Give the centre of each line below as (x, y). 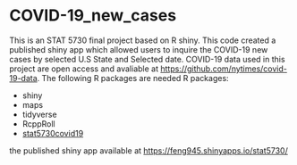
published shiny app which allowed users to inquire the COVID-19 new (139, 49)
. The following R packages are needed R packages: (133, 78)
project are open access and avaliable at (84, 69)
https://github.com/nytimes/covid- (224, 69)
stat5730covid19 (53, 133)
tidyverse (39, 114)
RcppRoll (38, 124)
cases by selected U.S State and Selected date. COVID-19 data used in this (147, 59)
